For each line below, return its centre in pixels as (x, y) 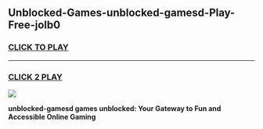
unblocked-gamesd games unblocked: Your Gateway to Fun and (115, 108)
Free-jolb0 (34, 25)
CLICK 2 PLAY (35, 77)
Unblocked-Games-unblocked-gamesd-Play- (122, 13)
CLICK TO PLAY (38, 48)
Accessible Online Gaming (52, 116)
